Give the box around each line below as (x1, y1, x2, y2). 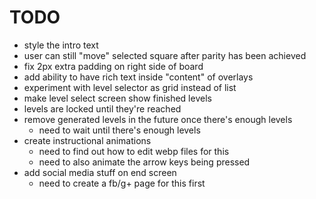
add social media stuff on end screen (23, 166, 177, 178)
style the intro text (23, 39, 99, 51)
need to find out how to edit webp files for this (38, 145, 230, 157)
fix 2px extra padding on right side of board (23, 60, 204, 72)
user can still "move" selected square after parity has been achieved (23, 49, 307, 61)
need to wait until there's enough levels (38, 124, 201, 136)
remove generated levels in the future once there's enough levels (23, 113, 293, 125)
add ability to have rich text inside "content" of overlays (23, 71, 254, 83)
